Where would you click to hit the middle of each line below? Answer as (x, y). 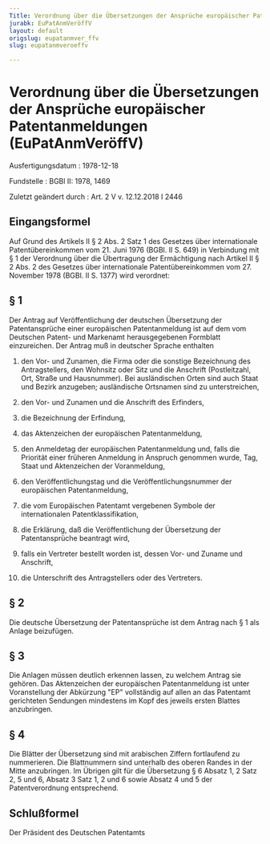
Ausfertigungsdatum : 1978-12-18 (64, 166)
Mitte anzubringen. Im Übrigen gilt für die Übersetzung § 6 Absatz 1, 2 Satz (133, 771)
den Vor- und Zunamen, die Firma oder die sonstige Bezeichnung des (135, 361)
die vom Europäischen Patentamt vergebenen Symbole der (118, 505)
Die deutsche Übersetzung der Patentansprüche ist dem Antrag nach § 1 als (134, 622)
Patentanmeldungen (79, 126)
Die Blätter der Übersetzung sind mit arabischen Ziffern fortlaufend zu (125, 754)
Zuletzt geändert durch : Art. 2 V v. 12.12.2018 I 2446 (96, 197)
